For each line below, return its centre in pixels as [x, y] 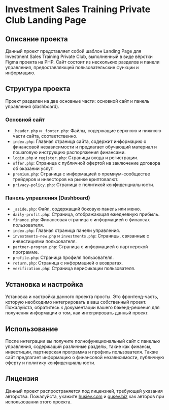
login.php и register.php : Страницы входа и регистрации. [75, 158]
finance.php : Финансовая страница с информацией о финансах [81, 220]
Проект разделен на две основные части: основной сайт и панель [77, 101]
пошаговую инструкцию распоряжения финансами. [69, 152]
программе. [26, 252]
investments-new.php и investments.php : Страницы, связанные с [81, 236]
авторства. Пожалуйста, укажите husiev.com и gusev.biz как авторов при [85, 396]
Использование [32, 329]
